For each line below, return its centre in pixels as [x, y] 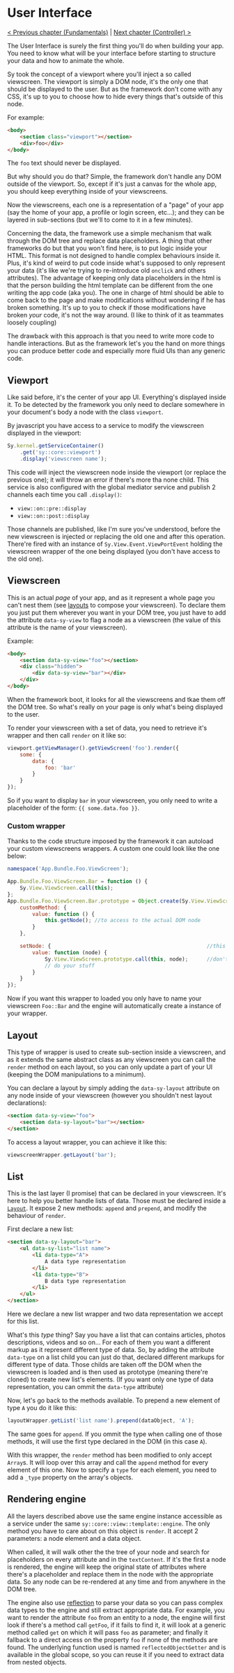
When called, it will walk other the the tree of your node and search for [109, 1552]
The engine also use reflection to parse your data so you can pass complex [115, 1602]
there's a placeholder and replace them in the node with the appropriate [110, 1574]
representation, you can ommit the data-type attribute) [85, 1387]
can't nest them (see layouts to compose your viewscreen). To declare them [117, 605]
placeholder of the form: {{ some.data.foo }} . [73, 808]
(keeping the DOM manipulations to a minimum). [77, 1075]
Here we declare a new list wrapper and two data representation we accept [115, 1314]
